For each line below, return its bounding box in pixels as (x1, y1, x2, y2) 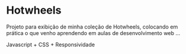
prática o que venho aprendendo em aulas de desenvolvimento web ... (6, 29, 181, 36)
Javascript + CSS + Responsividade (6, 41, 95, 48)
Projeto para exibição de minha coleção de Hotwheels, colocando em (6, 23, 178, 30)
